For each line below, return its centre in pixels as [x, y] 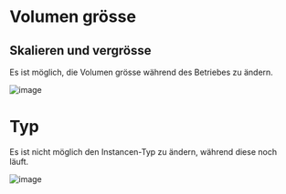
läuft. [19, 161]
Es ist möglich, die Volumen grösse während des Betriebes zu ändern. [142, 72]
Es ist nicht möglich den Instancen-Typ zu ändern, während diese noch [143, 151]
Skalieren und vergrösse [80, 51]
